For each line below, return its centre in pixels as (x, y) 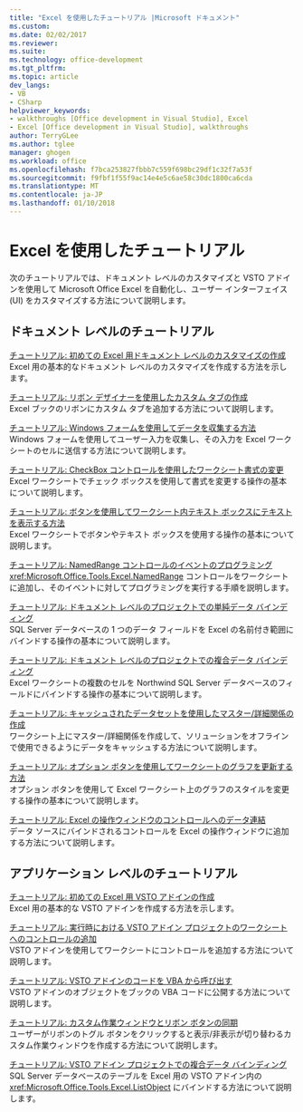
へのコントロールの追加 (53, 939)
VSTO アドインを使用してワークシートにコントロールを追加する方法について (151, 950)
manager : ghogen (40, 152)
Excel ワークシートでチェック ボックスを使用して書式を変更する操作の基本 (148, 480)
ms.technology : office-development (76, 60)
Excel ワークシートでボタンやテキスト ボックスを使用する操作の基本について (152, 534)
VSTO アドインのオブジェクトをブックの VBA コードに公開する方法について (150, 992)
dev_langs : (30, 85)
